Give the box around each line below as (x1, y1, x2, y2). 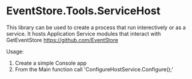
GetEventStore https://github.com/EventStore (6, 36, 119, 43)
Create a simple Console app (14, 59, 87, 67)
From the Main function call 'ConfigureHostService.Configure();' (14, 65, 174, 72)
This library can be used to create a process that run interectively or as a (6, 24, 186, 31)
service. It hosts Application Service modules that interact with (6, 30, 161, 37)
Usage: (6, 48, 24, 55)
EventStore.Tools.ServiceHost (6, 4, 161, 18)
